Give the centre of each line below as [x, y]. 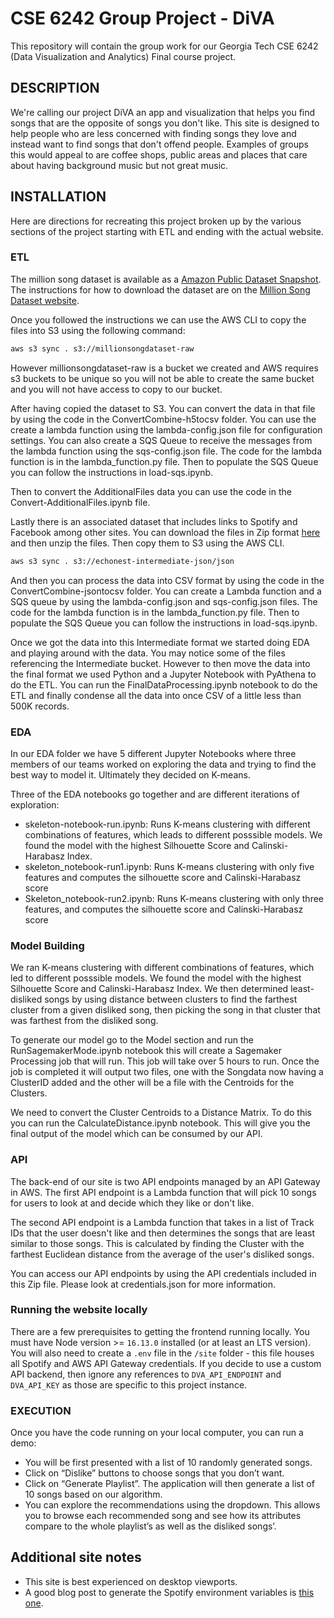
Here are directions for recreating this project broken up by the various [156, 221]
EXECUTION [41, 1410]
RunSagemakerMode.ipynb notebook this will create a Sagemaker [146, 1051]
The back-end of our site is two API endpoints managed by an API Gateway [165, 1181]
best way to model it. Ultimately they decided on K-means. [130, 774]
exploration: [35, 804]
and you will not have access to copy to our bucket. [116, 389]
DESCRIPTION [55, 88]
